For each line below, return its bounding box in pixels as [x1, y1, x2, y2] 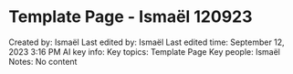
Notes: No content [8, 56, 78, 67]
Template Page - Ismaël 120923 [8, 6, 253, 27]
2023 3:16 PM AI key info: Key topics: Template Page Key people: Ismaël [8, 46, 280, 57]
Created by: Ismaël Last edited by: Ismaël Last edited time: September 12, [8, 37, 285, 48]
